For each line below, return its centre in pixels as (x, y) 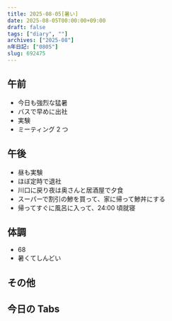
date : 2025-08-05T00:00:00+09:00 (57, 21)
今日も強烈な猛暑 (42, 102)
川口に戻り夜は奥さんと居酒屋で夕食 (70, 190)
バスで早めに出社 (42, 111)
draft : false (27, 27)
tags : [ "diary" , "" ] (38, 34)
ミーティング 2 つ (43, 129)
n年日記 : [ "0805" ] (33, 47)
